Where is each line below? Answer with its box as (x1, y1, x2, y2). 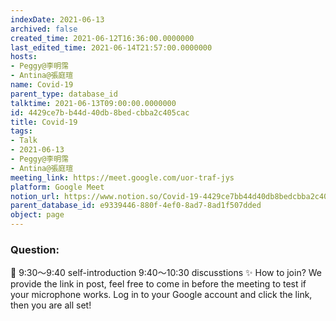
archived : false (10, 24, 78, 34)
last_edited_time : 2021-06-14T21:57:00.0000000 (10, 42, 213, 53)
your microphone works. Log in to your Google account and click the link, (10, 289, 313, 301)
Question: (10, 242, 60, 256)
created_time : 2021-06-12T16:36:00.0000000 (10, 33, 195, 43)
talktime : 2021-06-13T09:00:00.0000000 (10, 98, 177, 108)
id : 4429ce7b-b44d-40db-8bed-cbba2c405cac (10, 107, 190, 118)
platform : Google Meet (10, 182, 105, 192)
